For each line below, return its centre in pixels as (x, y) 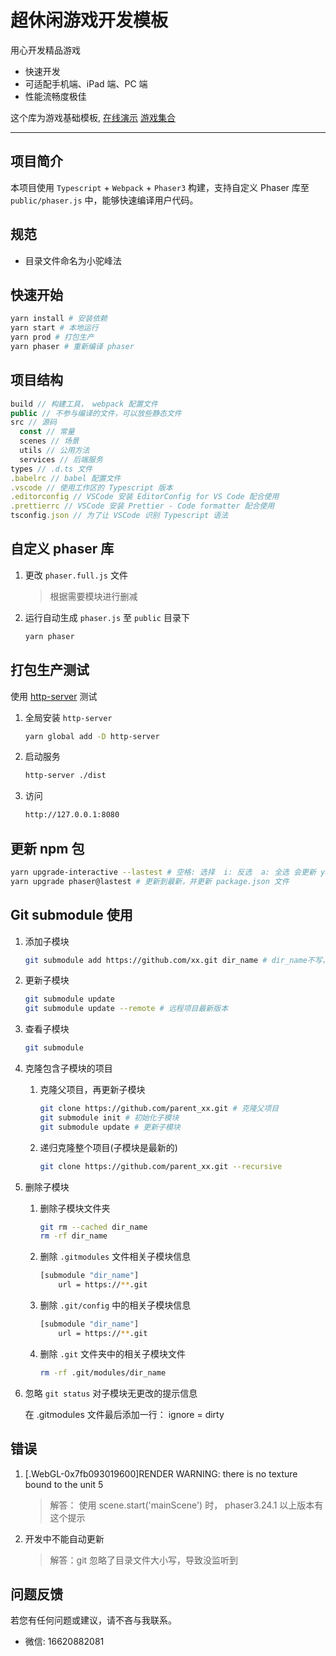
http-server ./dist (65, 776)
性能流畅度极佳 (55, 96)
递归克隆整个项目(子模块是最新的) (108, 1147)
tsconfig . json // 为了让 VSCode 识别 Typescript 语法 (119, 516)
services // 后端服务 (61, 459)
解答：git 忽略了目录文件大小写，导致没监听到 (144, 1560)
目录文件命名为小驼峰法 (73, 260)
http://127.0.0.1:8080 (72, 815)
